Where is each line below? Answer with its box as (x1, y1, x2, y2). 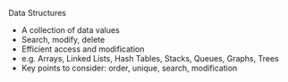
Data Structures (8, 8, 66, 18)
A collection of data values (21, 25, 120, 35)
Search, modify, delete (21, 35, 106, 45)
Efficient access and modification (21, 44, 145, 54)
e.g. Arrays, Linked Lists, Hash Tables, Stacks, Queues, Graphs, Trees (21, 53, 279, 63)
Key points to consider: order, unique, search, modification (21, 62, 238, 73)
